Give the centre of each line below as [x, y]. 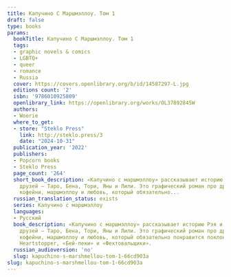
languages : [29, 212]
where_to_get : [33, 122]
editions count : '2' [43, 90]
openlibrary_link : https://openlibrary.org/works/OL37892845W [104, 103]
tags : [21, 45]
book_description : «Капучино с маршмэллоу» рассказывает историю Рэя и [118, 224]
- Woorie [26, 115]
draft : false [26, 20]
